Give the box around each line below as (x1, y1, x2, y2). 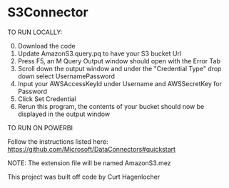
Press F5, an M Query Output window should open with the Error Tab (17, 56, 221, 65)
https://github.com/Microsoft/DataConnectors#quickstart (7, 145, 176, 153)
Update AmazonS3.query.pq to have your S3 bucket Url (17, 49, 182, 58)
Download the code (17, 41, 76, 50)
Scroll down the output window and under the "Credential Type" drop (17, 64, 222, 73)
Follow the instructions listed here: (7, 137, 108, 146)
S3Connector (7, 4, 88, 21)
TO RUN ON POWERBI (7, 123, 73, 132)
